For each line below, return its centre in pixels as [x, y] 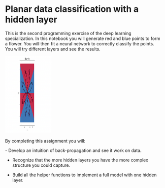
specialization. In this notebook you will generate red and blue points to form [83, 38]
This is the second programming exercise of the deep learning [68, 33]
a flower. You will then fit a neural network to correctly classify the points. [80, 43]
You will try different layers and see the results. [53, 49]
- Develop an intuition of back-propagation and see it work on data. [73, 150]
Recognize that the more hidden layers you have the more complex [80, 160]
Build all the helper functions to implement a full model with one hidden [84, 175]
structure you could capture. [41, 165]
